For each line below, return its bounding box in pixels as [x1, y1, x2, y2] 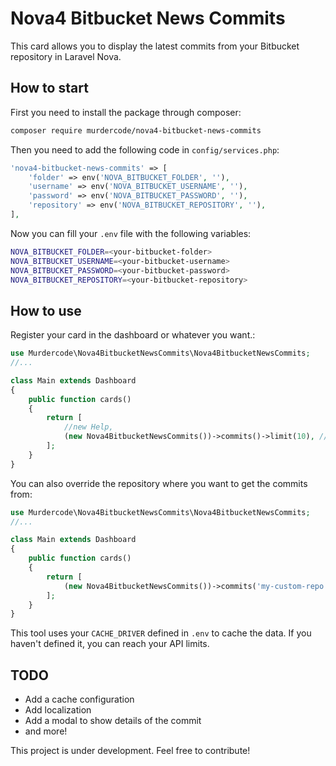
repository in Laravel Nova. [10, 50, 122, 62]
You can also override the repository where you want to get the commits [10, 477, 308, 489]
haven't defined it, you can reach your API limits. [10, 638, 210, 650]
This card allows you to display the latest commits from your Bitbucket [10, 40, 300, 52]
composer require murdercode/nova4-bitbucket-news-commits [10, 125, 262, 136]
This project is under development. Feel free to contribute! [10, 745, 251, 757]
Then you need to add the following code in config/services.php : [10, 143, 280, 156]
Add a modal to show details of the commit [24, 715, 202, 727]
